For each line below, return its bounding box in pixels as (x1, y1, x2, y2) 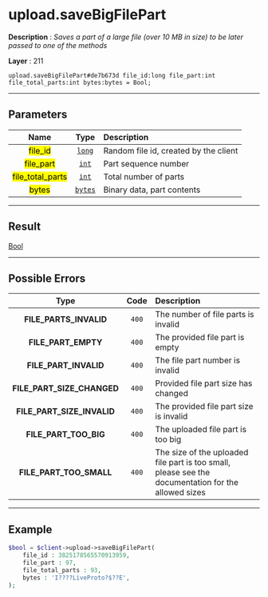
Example (8, 523, 53, 536)
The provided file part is (155, 332, 245, 343)
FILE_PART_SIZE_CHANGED (12, 383, 120, 394)
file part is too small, (155, 457, 231, 468)
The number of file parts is (155, 309, 254, 320)
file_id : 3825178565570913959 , (22, 551, 130, 559)
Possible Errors (8, 271, 86, 285)
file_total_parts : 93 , (22, 566, 102, 574)
